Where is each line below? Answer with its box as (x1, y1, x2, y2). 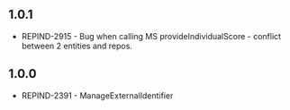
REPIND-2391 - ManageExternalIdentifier (21, 89, 174, 101)
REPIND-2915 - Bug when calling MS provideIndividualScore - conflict (21, 30, 281, 41)
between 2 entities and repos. (21, 40, 132, 51)
